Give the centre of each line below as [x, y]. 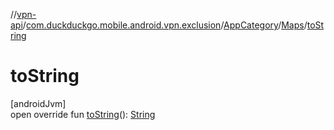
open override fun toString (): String [83, 114]
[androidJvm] [38, 103]
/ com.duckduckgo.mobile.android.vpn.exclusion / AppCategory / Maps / [165, 25]
